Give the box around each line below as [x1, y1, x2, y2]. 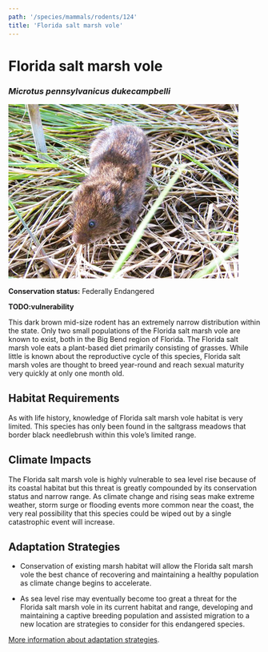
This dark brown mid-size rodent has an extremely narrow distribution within [8, 317, 261, 327]
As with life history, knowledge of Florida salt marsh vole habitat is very [8, 413, 243, 422]
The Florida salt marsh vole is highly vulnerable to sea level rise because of [8, 474, 257, 484]
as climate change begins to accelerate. [19, 578, 152, 588]
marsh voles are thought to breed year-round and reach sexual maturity [8, 360, 245, 369]
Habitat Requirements [8, 392, 120, 405]
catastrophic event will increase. [8, 517, 115, 526]
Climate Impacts [8, 453, 92, 467]
